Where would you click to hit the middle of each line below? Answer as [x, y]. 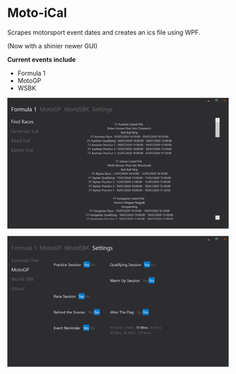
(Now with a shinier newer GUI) [53, 46]
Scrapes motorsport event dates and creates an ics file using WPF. [104, 32]
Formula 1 [31, 73]
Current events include [41, 59]
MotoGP [29, 80]
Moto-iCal [37, 13]
